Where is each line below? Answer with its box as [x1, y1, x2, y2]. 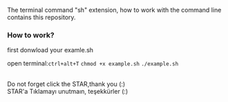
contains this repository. [7, 13, 76, 21]
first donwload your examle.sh [7, 46, 94, 54]
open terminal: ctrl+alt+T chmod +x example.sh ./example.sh [7, 59, 179, 68]
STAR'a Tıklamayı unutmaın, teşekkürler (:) [7, 88, 129, 96]
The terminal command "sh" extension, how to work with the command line [7, 6, 222, 14]
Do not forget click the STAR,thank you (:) [7, 80, 126, 88]
